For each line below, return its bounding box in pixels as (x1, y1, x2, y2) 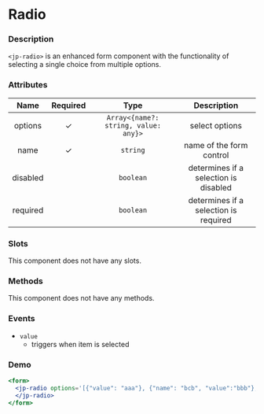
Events (8, 313, 35, 324)
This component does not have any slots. (8, 256, 141, 265)
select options (189, 120, 242, 131)
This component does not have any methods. (8, 294, 155, 303)
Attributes (8, 79, 48, 91)
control (203, 150, 229, 161)
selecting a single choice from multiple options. (8, 60, 161, 69)
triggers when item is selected (31, 339, 130, 349)
